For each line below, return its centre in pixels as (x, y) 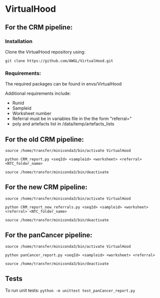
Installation (19, 41)
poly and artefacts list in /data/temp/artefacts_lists (63, 124)
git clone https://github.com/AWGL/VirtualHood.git (59, 61)
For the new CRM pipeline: (46, 187)
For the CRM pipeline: (39, 27)
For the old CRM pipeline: (45, 139)
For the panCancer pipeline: (49, 235)
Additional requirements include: (38, 93)
